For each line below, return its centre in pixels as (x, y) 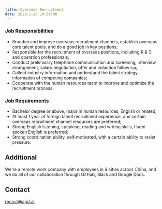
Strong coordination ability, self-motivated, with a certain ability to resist (84, 137)
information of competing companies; (50, 78)
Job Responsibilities (29, 31)
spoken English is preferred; (40, 132)
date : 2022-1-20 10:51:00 (31, 14)
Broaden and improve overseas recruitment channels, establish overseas (85, 41)
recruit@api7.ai (20, 201)
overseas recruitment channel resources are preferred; (67, 122)
